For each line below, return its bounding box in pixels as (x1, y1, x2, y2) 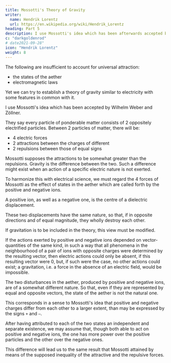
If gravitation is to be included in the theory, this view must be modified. (5, 227, 156, 233)
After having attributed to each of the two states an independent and (5, 320, 149, 326)
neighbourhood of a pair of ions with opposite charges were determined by (5, 247, 163, 254)
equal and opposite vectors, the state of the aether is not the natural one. (5, 290, 159, 296)
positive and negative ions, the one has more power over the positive (5, 331, 150, 337)
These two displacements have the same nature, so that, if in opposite (5, 212, 153, 218)
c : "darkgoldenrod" (5, 36, 47, 41)
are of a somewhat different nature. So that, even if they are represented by (5, 284, 164, 290)
